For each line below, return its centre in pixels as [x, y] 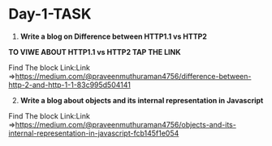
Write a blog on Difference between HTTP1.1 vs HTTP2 [113, 36]
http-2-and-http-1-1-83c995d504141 [70, 85]
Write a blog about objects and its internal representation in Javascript [142, 100]
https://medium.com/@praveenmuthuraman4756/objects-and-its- [126, 124]
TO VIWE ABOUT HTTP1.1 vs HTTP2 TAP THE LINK [95, 52]
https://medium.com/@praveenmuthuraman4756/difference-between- [133, 76]
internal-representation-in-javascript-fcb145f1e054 [94, 133]
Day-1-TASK [50, 14]
